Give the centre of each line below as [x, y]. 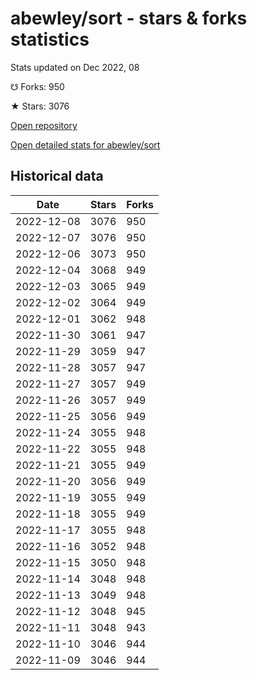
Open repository [44, 125]
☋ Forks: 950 [37, 86]
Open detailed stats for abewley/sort [85, 144]
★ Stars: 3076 [40, 106]
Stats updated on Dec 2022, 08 [75, 67]
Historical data [57, 176]
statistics [50, 39]
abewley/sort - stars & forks [129, 18]
